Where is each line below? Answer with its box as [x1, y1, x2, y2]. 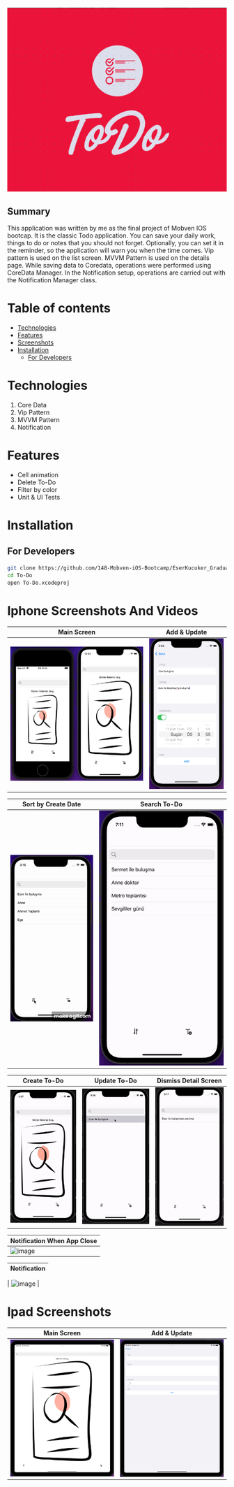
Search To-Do [140, 800, 183, 808]
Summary [7, 205, 51, 217]
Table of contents [7, 300, 111, 317]
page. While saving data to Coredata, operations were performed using [7, 261, 212, 270]
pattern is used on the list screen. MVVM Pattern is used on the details [7, 254, 210, 262]
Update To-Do [93, 1077, 137, 1085]
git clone [7, 564, 36, 572]
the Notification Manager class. [7, 276, 97, 284]
